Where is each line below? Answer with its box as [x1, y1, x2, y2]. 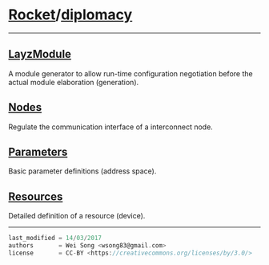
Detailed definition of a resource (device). [8, 211, 146, 221]
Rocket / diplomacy [8, 6, 133, 24]
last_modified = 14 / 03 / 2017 [8, 234, 102, 243]
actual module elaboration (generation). [8, 77, 139, 87]
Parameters [8, 145, 68, 158]
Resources [8, 190, 63, 203]
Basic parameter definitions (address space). [8, 166, 157, 176]
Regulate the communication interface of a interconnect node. [8, 122, 214, 132]
